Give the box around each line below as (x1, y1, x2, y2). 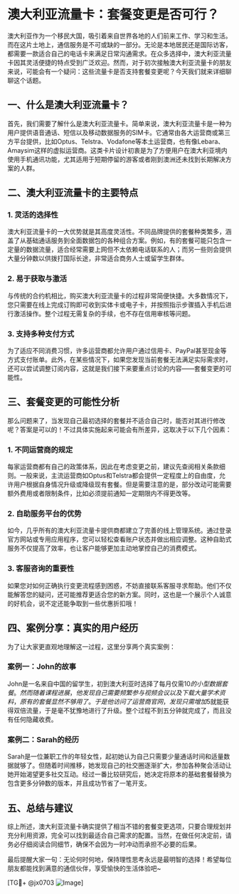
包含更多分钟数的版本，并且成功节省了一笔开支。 (7, 779, 151, 788)
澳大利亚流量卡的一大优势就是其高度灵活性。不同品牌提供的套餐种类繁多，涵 (7, 228, 232, 236)
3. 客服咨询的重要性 (7, 564, 75, 574)
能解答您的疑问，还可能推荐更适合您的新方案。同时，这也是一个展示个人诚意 (7, 590, 232, 599)
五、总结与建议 (7, 802, 73, 814)
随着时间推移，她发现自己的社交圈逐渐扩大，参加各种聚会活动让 (44, 761, 232, 770)
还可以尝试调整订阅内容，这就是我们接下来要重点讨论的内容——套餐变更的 (7, 365, 225, 373)
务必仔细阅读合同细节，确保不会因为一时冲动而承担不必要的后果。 (7, 840, 201, 848)
